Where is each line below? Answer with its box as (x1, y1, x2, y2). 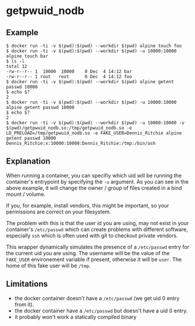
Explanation (6, 157, 51, 167)
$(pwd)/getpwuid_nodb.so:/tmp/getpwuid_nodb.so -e (6, 125, 132, 131)
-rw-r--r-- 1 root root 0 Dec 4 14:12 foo (6, 74, 132, 80)
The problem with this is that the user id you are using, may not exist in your (6, 219, 189, 226)
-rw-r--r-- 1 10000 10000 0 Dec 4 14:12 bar (6, 69, 132, 74)
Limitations (6, 279, 48, 289)
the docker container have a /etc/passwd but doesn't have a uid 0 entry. (14, 307, 188, 314)
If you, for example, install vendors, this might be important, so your (6, 202, 170, 209)
